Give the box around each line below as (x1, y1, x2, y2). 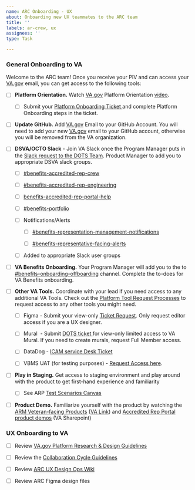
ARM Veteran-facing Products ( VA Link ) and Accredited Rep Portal (14, 408, 176, 415)
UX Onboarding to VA (6, 429, 69, 437)
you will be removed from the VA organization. (14, 134, 127, 141)
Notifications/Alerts (23, 217, 70, 224)
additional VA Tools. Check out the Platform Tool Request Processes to (14, 295, 186, 302)
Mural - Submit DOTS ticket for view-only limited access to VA (23, 330, 176, 337)
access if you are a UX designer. (23, 319, 102, 326)
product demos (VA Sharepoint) (14, 414, 92, 421)
